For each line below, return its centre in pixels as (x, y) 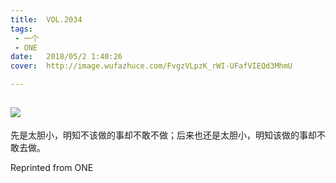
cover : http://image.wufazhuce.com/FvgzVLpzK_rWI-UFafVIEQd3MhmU (151, 66)
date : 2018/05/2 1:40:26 (66, 57)
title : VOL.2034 (46, 19)
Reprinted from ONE (52, 167)
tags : (21, 29)
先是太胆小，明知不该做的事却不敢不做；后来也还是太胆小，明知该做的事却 (163, 135)
